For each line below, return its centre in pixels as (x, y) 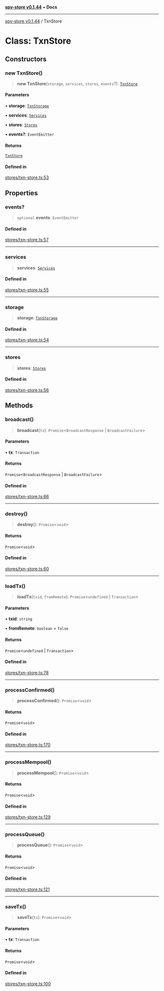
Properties (21, 193)
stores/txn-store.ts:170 (28, 745)
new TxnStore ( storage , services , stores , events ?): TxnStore (77, 83)
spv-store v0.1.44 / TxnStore (33, 21)
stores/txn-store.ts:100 (28, 984)
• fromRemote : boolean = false (37, 628)
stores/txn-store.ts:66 (27, 497)
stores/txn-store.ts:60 (27, 569)
